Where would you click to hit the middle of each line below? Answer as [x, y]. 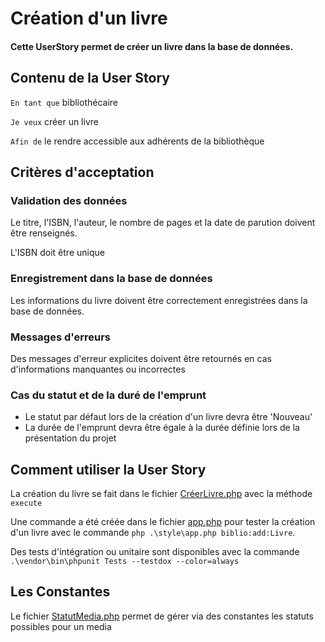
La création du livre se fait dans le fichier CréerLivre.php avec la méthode [161, 493]
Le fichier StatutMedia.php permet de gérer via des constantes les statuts [162, 616]
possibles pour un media [61, 626]
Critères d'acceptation [82, 172]
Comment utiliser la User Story [108, 469]
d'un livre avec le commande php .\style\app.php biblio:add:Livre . [153, 532]
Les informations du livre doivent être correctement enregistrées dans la [159, 300]
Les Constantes [60, 592]
